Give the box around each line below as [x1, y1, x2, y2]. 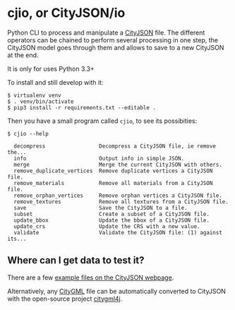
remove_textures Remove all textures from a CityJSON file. [13, 198, 229, 205]
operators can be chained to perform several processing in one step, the [7, 35, 219, 44]
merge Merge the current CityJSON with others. [13, 161, 222, 168]
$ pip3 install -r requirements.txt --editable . [7, 104, 157, 111]
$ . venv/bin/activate [7, 97, 74, 105]
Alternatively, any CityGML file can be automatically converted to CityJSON [7, 287, 226, 295]
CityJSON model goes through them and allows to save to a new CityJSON [7, 43, 224, 52]
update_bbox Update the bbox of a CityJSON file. [13, 217, 210, 224]
